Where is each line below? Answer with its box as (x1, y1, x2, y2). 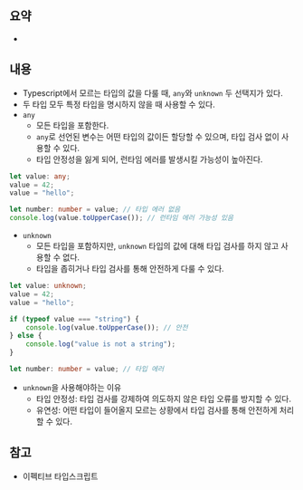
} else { (9, 331, 43, 341)
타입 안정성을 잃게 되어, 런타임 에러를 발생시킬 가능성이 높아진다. (35, 153, 263, 165)
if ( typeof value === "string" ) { (9, 314, 140, 323)
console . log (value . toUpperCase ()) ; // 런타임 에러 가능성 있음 (9, 214, 233, 223)
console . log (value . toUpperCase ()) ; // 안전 (25, 322, 188, 332)
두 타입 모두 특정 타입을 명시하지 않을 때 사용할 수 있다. (22, 99, 215, 110)
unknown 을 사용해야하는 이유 (22, 381, 122, 392)
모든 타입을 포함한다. (35, 120, 109, 130)
